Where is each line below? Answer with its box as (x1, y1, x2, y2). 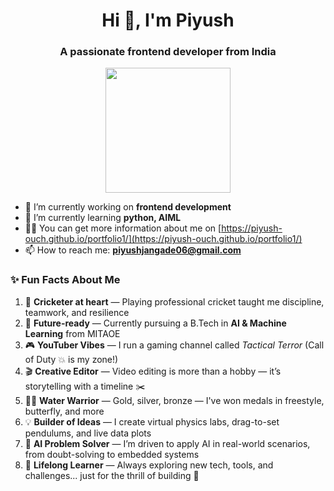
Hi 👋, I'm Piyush (101, 9, 235, 32)
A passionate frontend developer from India (59, 45, 277, 59)
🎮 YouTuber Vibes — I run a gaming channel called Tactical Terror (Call (24, 339, 325, 351)
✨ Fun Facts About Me (10, 273, 121, 287)
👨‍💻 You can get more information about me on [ (24, 222, 222, 234)
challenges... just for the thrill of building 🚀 (24, 469, 200, 481)
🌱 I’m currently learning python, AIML (24, 212, 182, 224)
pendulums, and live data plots (24, 427, 152, 439)
